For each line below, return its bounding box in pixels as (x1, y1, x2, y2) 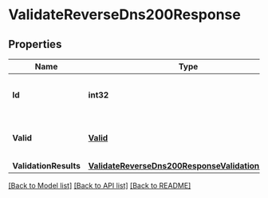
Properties (8, 38, 62, 51)
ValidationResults (12, 160, 81, 171)
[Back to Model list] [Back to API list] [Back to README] (8, 181, 191, 190)
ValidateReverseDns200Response (8, 6, 241, 24)
